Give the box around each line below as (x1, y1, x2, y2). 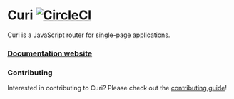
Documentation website (7, 48, 93, 58)
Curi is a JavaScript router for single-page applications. (7, 31, 171, 39)
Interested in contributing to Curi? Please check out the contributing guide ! (7, 84, 227, 93)
